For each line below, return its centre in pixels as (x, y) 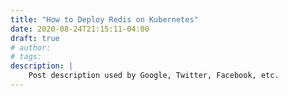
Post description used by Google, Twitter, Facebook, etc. (154, 76)
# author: (31, 47)
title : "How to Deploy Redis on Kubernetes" (104, 19)
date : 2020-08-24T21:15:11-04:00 (80, 29)
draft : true (35, 38)
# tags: (26, 57)
